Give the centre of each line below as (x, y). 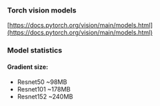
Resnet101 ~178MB (44, 89)
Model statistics (35, 50)
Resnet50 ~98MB (42, 82)
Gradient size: (28, 67)
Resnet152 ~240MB (45, 97)
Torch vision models (42, 10)
